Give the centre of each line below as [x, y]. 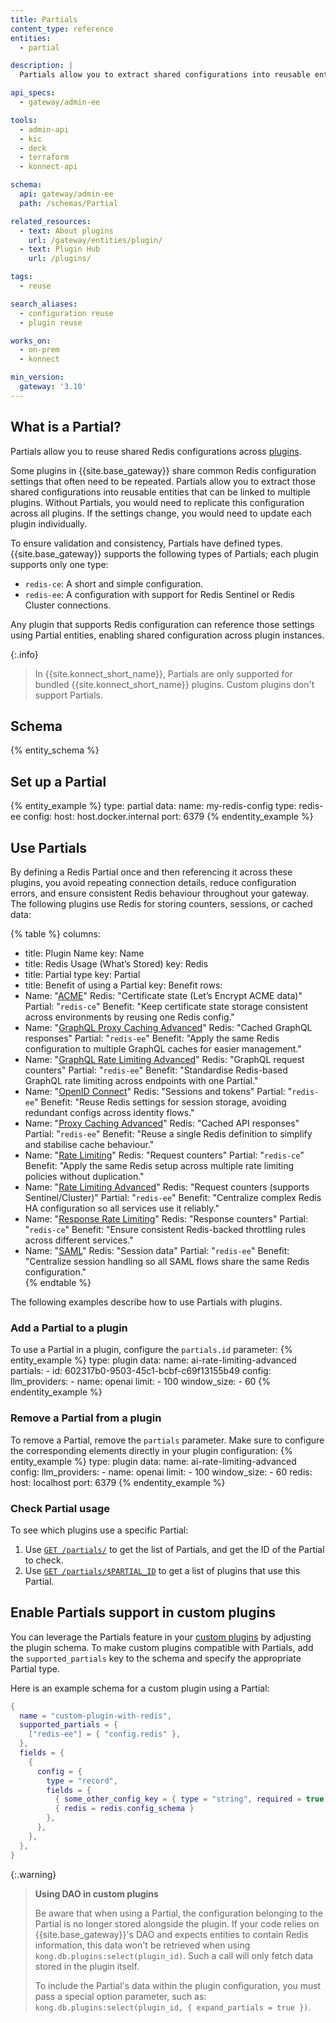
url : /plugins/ [60, 259]
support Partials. [68, 695]
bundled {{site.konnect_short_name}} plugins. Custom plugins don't [174, 684]
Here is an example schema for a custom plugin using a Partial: [140, 1688]
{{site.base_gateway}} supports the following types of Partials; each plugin [164, 553]
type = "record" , [82, 1781]
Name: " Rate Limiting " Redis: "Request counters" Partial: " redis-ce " [164, 1155]
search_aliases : [44, 304]
